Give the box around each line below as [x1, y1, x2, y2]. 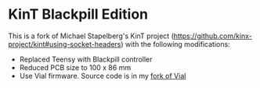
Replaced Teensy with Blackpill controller [19, 55, 153, 64]
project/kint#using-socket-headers [8, 39, 121, 48]
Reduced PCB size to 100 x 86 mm [19, 62, 132, 72]
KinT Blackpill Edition [8, 5, 149, 23]
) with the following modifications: [121, 39, 230, 48]
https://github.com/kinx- [173, 31, 253, 40]
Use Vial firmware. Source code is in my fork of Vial [19, 71, 186, 80]
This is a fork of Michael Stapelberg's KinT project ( [8, 31, 174, 40]
